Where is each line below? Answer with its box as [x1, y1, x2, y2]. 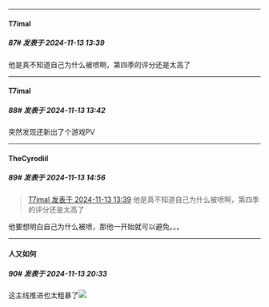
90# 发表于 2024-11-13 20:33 [8, 269, 108, 278]
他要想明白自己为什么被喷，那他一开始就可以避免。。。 [8, 221, 184, 231]
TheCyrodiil [8, 153, 49, 163]
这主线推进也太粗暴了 [8, 290, 78, 301]
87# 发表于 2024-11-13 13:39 [8, 38, 105, 48]
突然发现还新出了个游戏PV [8, 127, 95, 137]
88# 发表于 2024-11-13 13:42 [8, 105, 106, 115]
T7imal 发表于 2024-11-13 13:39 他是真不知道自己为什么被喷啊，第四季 [27, 194, 260, 204]
